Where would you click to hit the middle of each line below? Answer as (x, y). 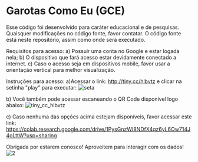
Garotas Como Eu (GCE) (66, 11)
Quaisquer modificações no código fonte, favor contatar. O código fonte (94, 33)
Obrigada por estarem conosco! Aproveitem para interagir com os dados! (95, 147)
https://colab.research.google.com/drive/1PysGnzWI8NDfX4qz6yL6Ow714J (98, 129)
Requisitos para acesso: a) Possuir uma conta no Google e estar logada (93, 51)
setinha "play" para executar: (42, 87)
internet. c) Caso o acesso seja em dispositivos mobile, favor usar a (88, 64)
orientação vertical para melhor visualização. (61, 70)
